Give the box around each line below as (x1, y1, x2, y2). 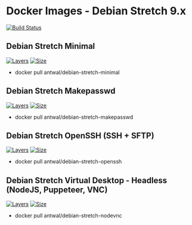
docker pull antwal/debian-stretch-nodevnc (14, 212, 122, 219)
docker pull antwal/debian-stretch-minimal (14, 69, 120, 76)
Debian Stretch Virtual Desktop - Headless (6, 175, 168, 186)
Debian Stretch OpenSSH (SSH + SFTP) (6, 130, 154, 141)
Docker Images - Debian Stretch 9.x (6, 4, 187, 18)
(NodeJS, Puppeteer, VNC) (6, 184, 108, 195)
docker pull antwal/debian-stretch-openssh (14, 158, 122, 165)
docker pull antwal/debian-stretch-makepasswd (14, 113, 134, 121)
